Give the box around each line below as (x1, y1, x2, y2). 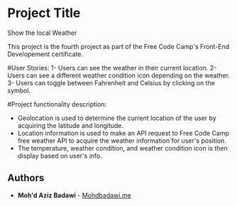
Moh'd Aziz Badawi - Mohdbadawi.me (17, 190, 131, 200)
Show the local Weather (7, 28, 77, 37)
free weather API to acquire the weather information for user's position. (17, 136, 227, 145)
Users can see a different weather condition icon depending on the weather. (7, 71, 231, 80)
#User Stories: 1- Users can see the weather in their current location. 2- (7, 63, 217, 72)
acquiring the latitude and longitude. (17, 121, 124, 129)
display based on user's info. (17, 151, 103, 160)
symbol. (7, 86, 31, 94)
